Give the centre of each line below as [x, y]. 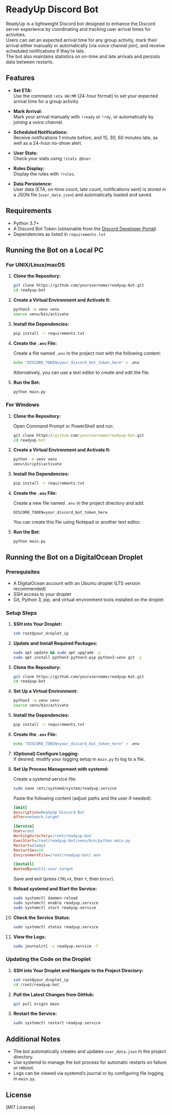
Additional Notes [33, 1039]
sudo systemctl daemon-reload [46, 898]
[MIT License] [20, 1107]
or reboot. [24, 1068]
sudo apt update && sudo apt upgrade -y [57, 652]
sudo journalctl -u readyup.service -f [56, 946]
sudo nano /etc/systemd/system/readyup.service [65, 788]
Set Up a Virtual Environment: [46, 691]
